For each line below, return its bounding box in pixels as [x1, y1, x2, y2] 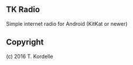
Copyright [6, 37, 44, 47]
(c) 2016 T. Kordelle [6, 53, 54, 60]
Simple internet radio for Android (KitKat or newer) [6, 20, 128, 27]
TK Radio [6, 5, 40, 15]
